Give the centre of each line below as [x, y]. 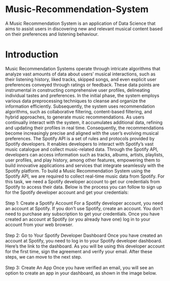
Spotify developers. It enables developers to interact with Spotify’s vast [79, 144]
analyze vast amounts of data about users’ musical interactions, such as [80, 74]
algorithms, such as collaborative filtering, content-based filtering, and [79, 111]
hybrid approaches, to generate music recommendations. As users [75, 117]
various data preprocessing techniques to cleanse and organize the [76, 101]
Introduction [32, 55]
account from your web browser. [39, 224]
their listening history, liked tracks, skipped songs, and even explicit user [81, 79]
